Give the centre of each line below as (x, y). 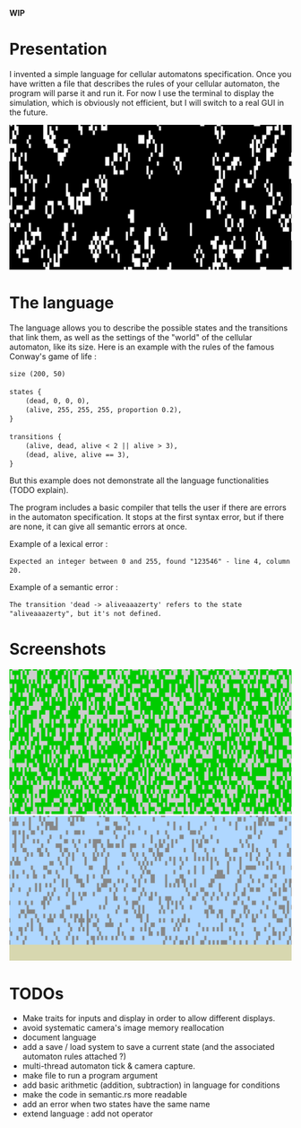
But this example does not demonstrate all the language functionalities (139, 480)
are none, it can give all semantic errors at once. (99, 526)
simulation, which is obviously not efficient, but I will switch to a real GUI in (147, 102)
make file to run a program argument (90, 1076)
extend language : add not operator (88, 1114)
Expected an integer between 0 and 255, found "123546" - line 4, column (150, 561)
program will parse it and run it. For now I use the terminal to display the (142, 93)
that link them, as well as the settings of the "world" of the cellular (131, 337)
